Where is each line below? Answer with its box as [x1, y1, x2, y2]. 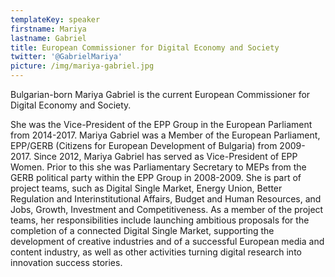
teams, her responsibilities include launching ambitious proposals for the [10, 214, 310, 226]
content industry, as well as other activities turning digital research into [10, 246, 302, 258]
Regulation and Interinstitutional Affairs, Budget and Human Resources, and [10, 193, 322, 205]
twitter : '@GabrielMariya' [10, 52, 123, 62]
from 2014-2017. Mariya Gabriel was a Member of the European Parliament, [10, 129, 321, 141]
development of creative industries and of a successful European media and [10, 236, 325, 247]
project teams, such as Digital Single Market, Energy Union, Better [10, 182, 283, 194]
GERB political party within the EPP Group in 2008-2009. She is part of [10, 172, 302, 183]
